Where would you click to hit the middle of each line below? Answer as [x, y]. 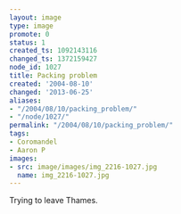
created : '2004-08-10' [51, 84]
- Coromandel [33, 142]
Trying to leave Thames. [53, 201]
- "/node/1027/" [39, 117]
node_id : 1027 [36, 68]
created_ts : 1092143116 [53, 51]
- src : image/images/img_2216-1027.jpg [83, 167]
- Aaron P [28, 150]
